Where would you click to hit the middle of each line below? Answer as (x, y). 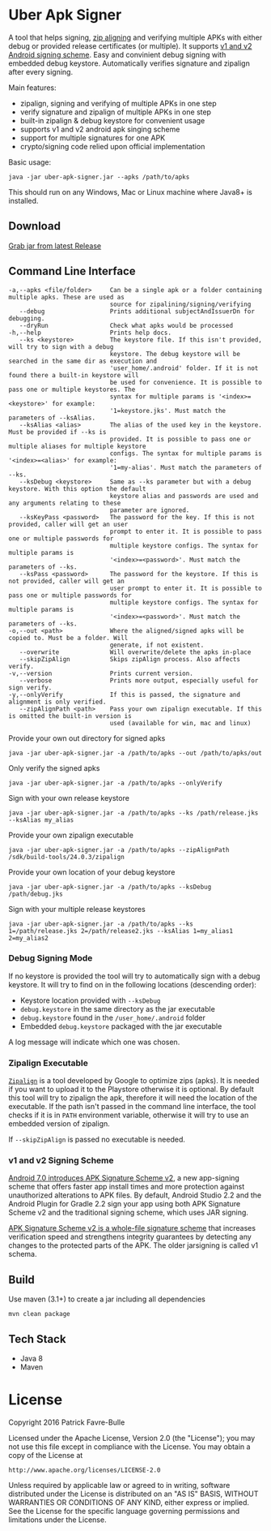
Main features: (32, 88)
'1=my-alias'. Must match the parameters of (186, 467)
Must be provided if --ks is (57, 432)
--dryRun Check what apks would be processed (126, 325)
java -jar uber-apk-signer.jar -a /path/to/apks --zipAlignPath (119, 849)
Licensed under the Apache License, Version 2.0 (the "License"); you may (132, 1439)
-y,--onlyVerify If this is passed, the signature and (125, 695)
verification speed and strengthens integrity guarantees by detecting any (130, 1237)
